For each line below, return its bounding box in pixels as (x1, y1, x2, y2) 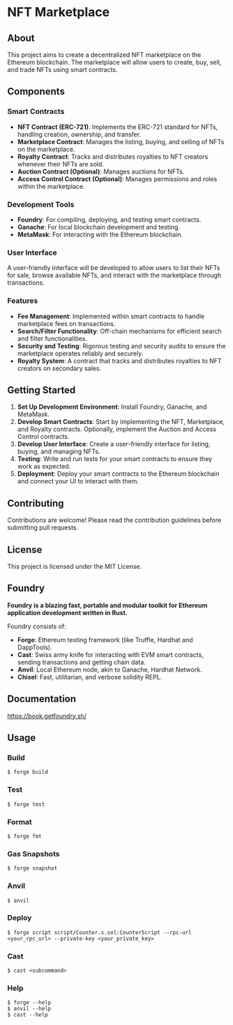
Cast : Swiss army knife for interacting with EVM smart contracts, (17, 650, 204, 658)
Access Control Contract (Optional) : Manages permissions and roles (17, 174, 218, 183)
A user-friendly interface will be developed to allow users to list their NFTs (7, 264, 220, 272)
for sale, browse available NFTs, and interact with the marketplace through (7, 271, 222, 280)
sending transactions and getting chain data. (17, 658, 146, 666)
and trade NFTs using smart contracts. (7, 66, 118, 73)
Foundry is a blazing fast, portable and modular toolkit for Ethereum (7, 601, 208, 609)
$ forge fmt (7, 833, 42, 840)
